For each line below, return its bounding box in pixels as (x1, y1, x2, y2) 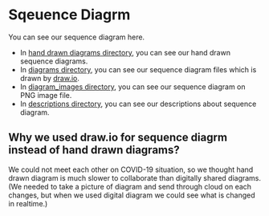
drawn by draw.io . (19, 73, 80, 83)
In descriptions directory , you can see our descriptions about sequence (19, 99, 257, 108)
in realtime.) (8, 198, 48, 208)
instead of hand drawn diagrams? (8, 143, 181, 157)
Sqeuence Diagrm (8, 6, 131, 24)
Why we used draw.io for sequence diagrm (8, 131, 227, 145)
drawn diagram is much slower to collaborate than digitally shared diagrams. (8, 173, 262, 182)
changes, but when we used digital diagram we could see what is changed (8, 190, 255, 200)
